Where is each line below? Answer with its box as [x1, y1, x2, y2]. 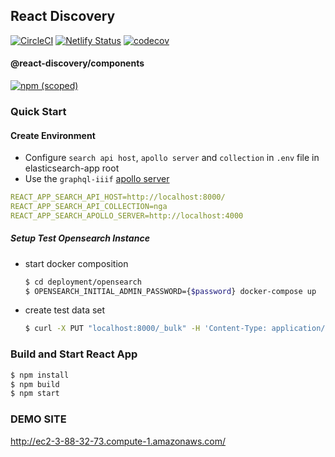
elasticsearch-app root [24, 162, 120, 174]
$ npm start [10, 389, 60, 399]
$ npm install [10, 370, 70, 380]
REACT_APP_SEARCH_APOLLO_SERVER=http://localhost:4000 [10, 210, 244, 221]
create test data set [24, 304, 106, 316]
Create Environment [10, 129, 96, 141]
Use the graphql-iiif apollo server [24, 173, 170, 185]
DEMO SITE [10, 412, 67, 426]
